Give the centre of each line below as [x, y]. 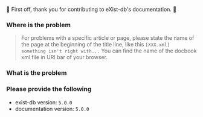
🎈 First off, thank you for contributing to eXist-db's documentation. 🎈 [92, 9]
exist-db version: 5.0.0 [43, 102]
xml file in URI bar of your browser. [64, 57]
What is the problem [37, 73]
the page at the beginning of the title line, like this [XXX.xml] [95, 45]
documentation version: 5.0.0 [52, 109]
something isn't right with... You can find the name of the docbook [109, 51]
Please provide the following [49, 89]
